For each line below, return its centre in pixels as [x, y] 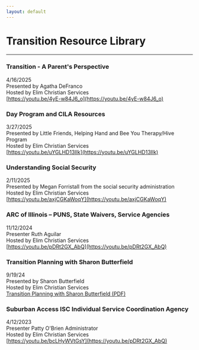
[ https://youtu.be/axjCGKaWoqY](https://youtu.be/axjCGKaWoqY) [86, 199]
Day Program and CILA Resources [56, 114]
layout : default [26, 12]
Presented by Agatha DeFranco [44, 86]
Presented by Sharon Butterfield [45, 281]
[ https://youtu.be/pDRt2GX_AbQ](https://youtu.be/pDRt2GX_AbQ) [86, 246]
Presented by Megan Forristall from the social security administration [90, 187]
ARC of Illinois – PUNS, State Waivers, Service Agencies [88, 215]
